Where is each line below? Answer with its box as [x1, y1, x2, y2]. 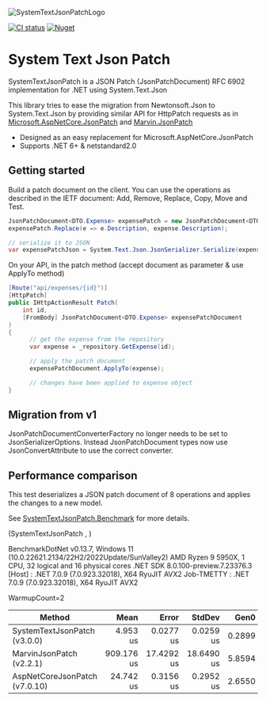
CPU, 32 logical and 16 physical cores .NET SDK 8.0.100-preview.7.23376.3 [8, 561, 253, 571]
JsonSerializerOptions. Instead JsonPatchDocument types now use [8, 438, 228, 447]
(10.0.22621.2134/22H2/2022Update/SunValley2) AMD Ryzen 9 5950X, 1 [8, 552, 245, 562]
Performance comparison [8, 469, 138, 482]
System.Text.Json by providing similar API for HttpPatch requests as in [8, 108, 239, 118]
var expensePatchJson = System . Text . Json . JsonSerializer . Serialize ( [8, 246, 239, 254]
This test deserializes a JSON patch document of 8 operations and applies [8, 490, 251, 499]
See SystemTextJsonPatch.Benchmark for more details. [8, 514, 190, 523]
